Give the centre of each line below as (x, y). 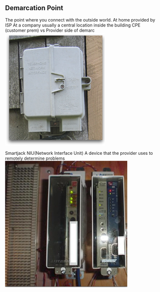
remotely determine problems (35, 158)
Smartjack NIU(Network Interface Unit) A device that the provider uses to (79, 153)
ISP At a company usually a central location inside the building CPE (73, 25)
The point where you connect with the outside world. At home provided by (80, 20)
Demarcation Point (34, 8)
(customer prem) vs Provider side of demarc (50, 30)
